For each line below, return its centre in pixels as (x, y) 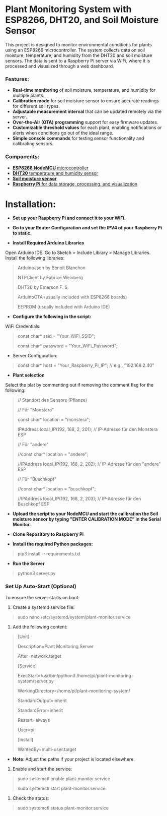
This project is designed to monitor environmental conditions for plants (78, 44)
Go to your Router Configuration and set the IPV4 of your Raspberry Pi (87, 228)
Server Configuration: (35, 356)
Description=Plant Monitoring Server (56, 646)
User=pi (26, 730)
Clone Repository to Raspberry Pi (48, 534)
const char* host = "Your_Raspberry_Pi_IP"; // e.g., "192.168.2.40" (86, 365)
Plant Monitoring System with (68, 9)
